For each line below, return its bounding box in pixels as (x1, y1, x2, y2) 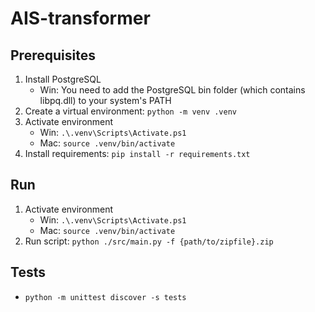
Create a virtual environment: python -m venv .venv (24, 105, 237, 117)
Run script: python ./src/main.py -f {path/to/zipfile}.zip (24, 235, 274, 247)
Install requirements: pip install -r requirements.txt (24, 148, 251, 159)
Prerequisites (10, 47, 96, 64)
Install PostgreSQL (24, 73, 102, 85)
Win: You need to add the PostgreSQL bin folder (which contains (39, 84, 306, 96)
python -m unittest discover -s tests (24, 292, 187, 302)
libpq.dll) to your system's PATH (39, 95, 172, 106)
